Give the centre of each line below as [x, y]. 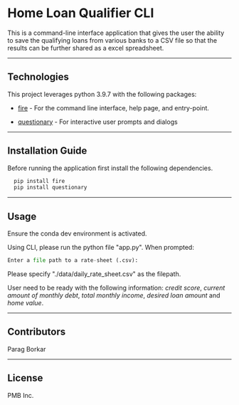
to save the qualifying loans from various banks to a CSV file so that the [112, 40]
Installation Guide [47, 151]
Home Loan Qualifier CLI [81, 13]
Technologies [38, 77]
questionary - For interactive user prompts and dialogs [97, 122]
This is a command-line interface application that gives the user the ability [116, 33]
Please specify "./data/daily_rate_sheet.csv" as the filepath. [94, 274]
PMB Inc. [21, 395]
